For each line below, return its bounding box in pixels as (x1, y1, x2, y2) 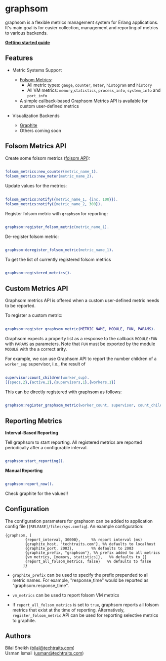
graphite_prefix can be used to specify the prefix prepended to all (12, 572, 149, 578)
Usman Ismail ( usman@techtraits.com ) (5, 650, 84, 656)
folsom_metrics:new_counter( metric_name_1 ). (5, 169, 98, 174)
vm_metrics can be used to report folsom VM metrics (12, 592, 120, 598)
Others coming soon (19, 127, 62, 133)
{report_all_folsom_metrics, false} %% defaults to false (25, 559, 152, 564)
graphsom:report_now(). (5, 481, 54, 486)
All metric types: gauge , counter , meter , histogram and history (27, 82, 152, 88)
